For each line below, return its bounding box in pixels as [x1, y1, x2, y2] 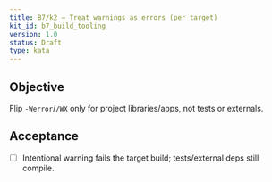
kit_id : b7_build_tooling [9, 21, 106, 30]
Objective [9, 79, 65, 95]
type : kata [9, 46, 50, 55]
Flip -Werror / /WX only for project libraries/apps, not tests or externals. [9, 103, 264, 113]
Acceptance [9, 128, 79, 144]
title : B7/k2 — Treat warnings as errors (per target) [9, 12, 218, 22]
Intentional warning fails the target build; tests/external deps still [21, 153, 259, 163]
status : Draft [9, 37, 63, 47]
